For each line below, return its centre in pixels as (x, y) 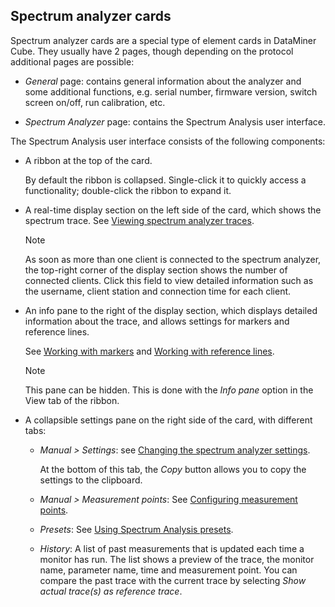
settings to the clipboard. (91, 480)
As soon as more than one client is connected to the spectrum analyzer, (173, 259)
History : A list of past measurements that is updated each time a (172, 548)
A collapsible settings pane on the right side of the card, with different (168, 420)
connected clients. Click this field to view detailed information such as (169, 280)
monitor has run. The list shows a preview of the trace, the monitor (177, 559)
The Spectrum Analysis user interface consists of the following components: (168, 141)
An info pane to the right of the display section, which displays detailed (171, 310)
